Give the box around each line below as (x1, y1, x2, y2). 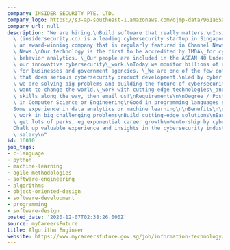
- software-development (7, 195, 75, 202)
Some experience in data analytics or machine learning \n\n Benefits (13, 105, 213, 112)
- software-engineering (7, 175, 75, 182)
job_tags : (7, 144, 36, 151)
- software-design (7, 208, 60, 214)
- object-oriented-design (7, 188, 81, 195)
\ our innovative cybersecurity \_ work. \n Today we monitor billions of (13, 61, 219, 68)
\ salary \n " (13, 131, 48, 138)
